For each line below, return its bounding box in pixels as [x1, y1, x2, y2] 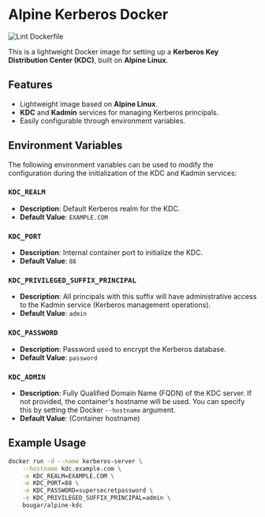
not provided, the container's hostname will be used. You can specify [19, 397, 245, 406]
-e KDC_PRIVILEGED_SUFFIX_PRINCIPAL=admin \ [22, 494, 171, 502]
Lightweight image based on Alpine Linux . [19, 99, 158, 108]
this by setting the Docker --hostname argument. [19, 405, 176, 415]
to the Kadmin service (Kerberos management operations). [19, 300, 211, 309]
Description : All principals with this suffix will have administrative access [19, 292, 257, 302]
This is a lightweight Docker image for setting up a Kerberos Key [8, 47, 219, 56]
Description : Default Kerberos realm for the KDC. [19, 204, 181, 213]
